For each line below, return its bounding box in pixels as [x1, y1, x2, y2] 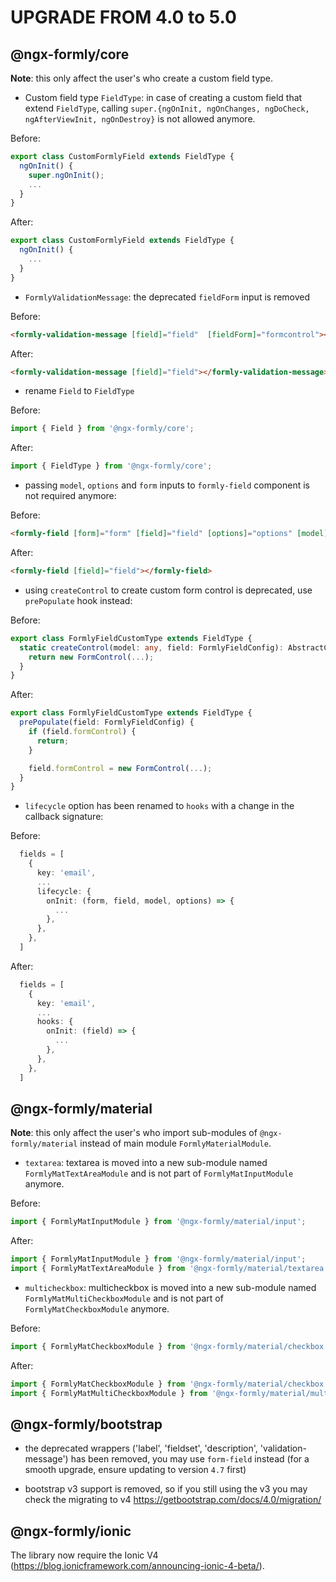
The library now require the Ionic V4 [10, 1549, 159, 1561]
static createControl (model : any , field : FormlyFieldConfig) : [19, 642, 284, 653]
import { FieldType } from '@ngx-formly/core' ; [10, 461, 213, 471]
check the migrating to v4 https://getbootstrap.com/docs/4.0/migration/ [24, 1494, 322, 1506]
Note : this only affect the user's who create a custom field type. [10, 72, 274, 84]
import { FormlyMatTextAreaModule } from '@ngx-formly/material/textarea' [10, 1264, 329, 1274]
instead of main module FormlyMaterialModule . [79, 1137, 272, 1150]
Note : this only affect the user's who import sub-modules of [10, 1127, 258, 1139]
